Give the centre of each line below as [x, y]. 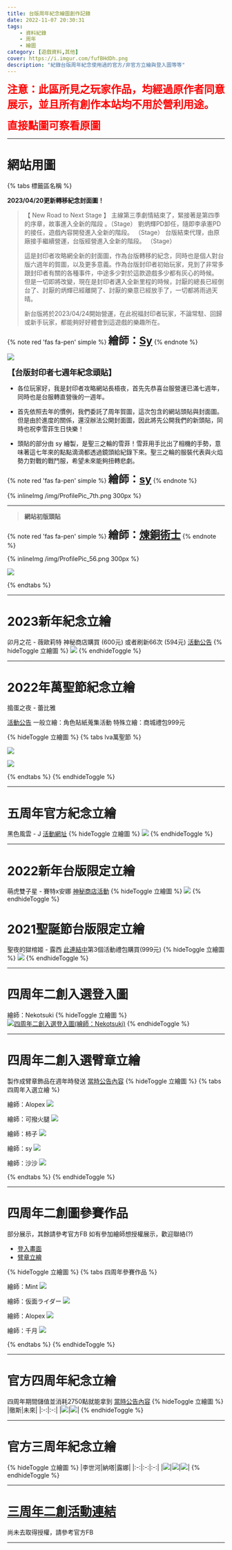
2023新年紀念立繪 [59, 621]
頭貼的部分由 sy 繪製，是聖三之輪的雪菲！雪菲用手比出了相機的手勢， [116, 443]
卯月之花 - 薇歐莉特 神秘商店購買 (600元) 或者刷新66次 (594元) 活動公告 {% [115, 642]
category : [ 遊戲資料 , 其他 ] [43, 52]
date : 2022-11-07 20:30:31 [46, 20]
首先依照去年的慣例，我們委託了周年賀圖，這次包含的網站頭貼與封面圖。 [120, 411]
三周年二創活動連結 [62, 1512]
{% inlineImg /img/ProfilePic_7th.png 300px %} [74, 495]
